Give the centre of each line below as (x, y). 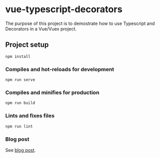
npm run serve (20, 80)
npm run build (20, 103)
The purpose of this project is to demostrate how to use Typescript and (80, 23)
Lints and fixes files (30, 116)
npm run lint (19, 126)
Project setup (27, 45)
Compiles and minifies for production (52, 92)
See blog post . (21, 150)
